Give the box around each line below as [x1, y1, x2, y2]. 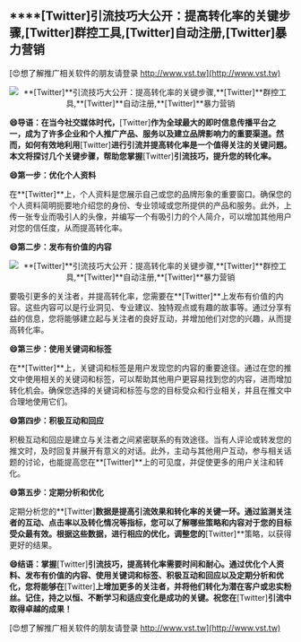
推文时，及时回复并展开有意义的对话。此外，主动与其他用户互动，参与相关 [9, 445, 284, 455]
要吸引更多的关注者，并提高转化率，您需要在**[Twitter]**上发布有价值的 [9, 291, 276, 301]
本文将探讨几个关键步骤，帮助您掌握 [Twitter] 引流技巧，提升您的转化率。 [9, 151, 276, 161]
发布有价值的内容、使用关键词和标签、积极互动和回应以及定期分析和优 [24, 569, 284, 580]
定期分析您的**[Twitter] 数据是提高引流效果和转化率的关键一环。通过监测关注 [9, 506, 292, 516]
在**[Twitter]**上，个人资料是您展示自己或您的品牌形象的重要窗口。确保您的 [9, 188, 292, 199]
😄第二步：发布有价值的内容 [9, 241, 112, 252]
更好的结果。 [9, 539, 56, 550]
